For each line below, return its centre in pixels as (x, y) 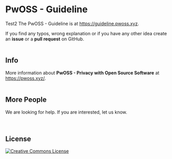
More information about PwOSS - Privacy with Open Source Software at (82, 73)
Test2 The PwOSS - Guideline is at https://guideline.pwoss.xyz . (72, 24)
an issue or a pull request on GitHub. (45, 39)
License (18, 139)
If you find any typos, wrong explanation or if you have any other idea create (86, 33)
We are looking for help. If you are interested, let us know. (66, 112)
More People (26, 100)
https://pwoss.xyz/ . (26, 78)
